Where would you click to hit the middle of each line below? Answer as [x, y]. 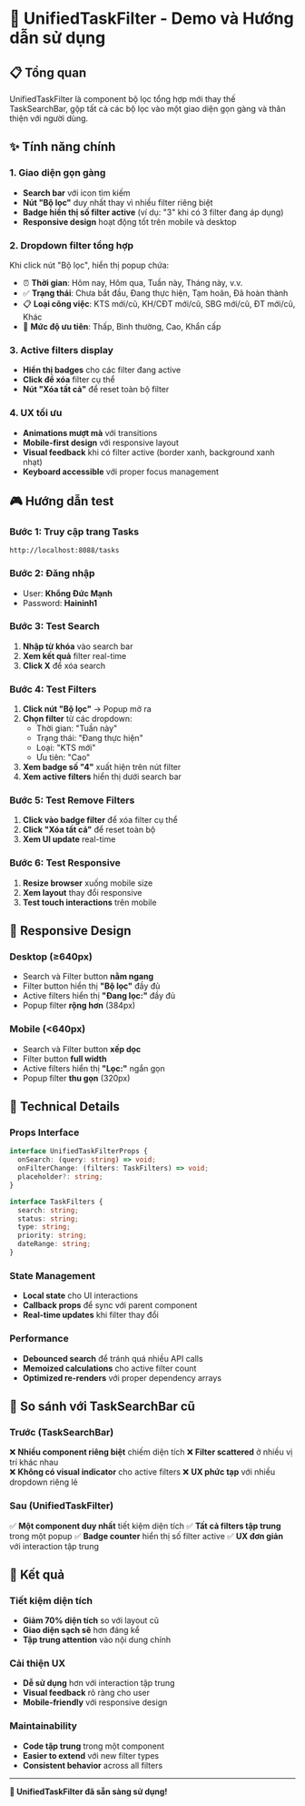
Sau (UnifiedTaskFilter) [62, 1506]
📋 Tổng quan [48, 72]
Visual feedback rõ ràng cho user [86, 1693]
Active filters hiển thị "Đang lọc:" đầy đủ [98, 996]
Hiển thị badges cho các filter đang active [102, 370]
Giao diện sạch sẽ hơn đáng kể [81, 1630]
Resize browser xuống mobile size [88, 883]
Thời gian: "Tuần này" [77, 728]
